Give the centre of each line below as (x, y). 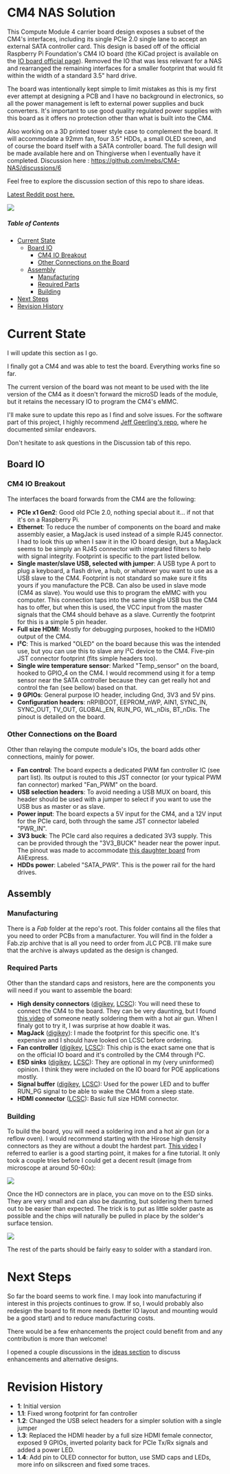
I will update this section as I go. (53, 353)
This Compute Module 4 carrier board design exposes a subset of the (106, 32)
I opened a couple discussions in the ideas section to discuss (94, 1352)
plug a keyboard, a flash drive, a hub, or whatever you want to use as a (117, 570)
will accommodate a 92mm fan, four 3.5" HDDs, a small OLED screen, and (112, 138)
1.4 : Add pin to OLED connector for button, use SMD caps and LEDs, (114, 1457)
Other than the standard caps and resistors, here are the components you (111, 983)
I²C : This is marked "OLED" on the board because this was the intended (119, 643)
